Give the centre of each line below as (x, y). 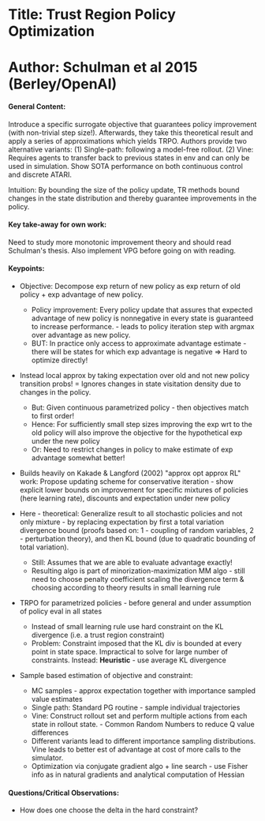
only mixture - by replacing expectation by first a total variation (122, 522)
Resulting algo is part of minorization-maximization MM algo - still (138, 571)
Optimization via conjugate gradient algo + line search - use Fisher (140, 766)
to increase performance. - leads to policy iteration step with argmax (143, 326)
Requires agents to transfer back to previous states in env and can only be (129, 157)
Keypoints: (26, 268)
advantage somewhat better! (78, 457)
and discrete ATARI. (40, 174)
